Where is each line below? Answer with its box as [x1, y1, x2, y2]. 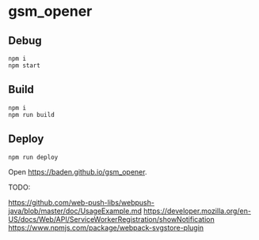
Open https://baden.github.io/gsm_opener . [8, 167, 147, 176]
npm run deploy [8, 153, 59, 161]
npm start [8, 62, 41, 69]
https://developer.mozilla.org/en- [143, 206, 252, 216]
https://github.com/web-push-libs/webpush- [8, 197, 154, 207]
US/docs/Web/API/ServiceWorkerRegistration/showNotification [8, 214, 215, 223]
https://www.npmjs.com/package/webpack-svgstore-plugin [8, 223, 204, 232]
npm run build [8, 111, 55, 118]
